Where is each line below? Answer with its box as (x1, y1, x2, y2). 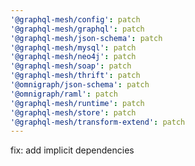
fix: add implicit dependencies (10, 144, 135, 156)
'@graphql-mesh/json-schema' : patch (10, 33, 163, 43)
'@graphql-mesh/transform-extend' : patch (10, 117, 186, 127)
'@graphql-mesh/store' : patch (10, 107, 137, 118)
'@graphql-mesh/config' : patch (10, 14, 141, 25)
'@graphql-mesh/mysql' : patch (10, 42, 137, 53)
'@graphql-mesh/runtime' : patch (10, 98, 145, 108)
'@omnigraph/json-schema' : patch (10, 80, 150, 90)
